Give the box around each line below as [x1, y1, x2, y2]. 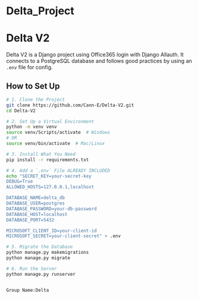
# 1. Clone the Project [6, 96, 65, 102]
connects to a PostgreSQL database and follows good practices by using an [6, 58, 192, 65]
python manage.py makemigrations [6, 250, 89, 256]
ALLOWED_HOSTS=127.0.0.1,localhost [6, 184, 95, 190]
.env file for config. [6, 64, 53, 71]
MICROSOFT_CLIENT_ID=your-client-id [6, 228, 97, 234]
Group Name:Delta [6, 287, 49, 293]
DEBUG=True [6, 178, 33, 185]
